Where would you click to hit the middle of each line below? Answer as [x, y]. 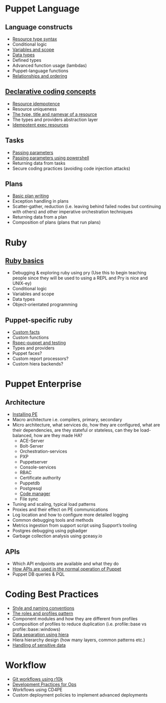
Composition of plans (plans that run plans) [56, 223]
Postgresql [31, 488]
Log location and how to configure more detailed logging [70, 515]
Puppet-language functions [40, 71]
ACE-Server [32, 441]
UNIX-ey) [22, 283]
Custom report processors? [40, 358]
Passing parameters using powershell [51, 158]
